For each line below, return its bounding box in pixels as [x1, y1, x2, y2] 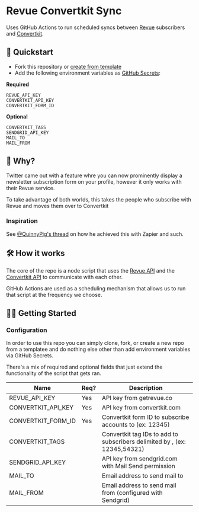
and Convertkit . [6, 30, 44, 37]
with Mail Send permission [101, 462, 176, 471]
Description [129, 384, 163, 392]
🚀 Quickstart [6, 47, 53, 57]
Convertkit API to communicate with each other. [6, 273, 123, 280]
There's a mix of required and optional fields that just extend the [6, 363, 163, 371]
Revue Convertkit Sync [6, 4, 122, 18]
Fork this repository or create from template [14, 63, 122, 70]
